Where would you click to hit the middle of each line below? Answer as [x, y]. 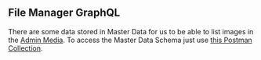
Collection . [25, 48]
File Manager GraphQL [64, 13]
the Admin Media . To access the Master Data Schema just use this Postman [130, 40]
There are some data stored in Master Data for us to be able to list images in [131, 31]
